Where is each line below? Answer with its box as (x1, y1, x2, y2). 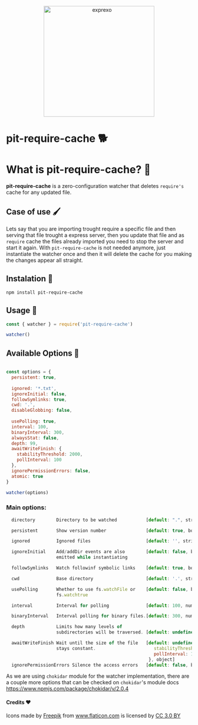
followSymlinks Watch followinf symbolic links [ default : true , (11, 565, 186, 571)
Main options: (6, 503, 47, 512)
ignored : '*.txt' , (11, 385, 57, 391)
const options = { (6, 369, 51, 375)
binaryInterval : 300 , (11, 429, 65, 435)
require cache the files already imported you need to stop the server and (6, 238, 184, 245)
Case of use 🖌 (6, 207, 61, 217)
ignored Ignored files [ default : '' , (11, 538, 181, 544)
